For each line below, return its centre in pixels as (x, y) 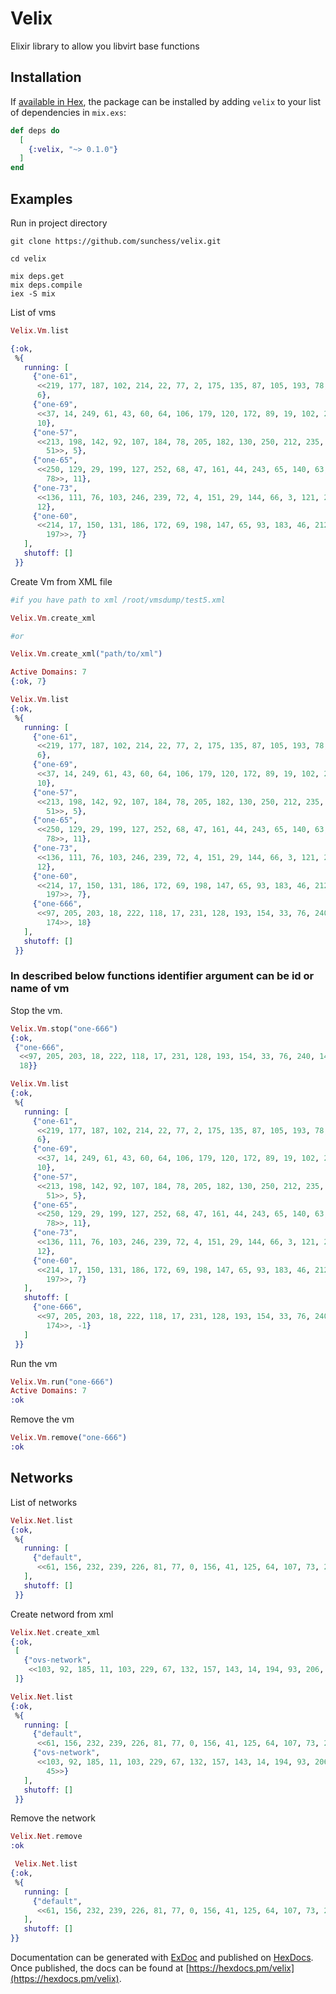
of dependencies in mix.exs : (68, 112)
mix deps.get (37, 276)
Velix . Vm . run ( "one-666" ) (62, 1382)
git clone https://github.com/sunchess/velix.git (116, 241)
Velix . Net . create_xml (55, 1632)
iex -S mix (33, 293)
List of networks (44, 1502)
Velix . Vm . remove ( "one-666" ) (69, 1438)
